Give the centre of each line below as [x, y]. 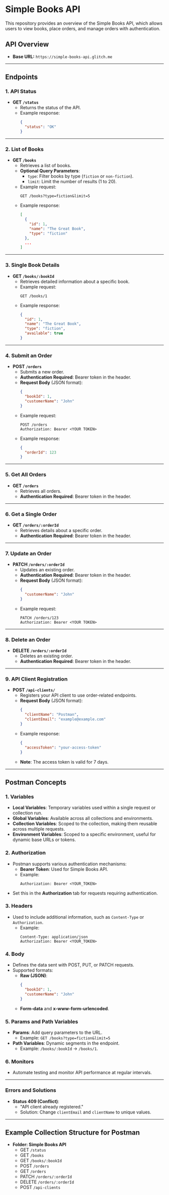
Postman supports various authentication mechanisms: [69, 864]
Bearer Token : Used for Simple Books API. [64, 869]
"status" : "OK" [40, 127]
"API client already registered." [52, 1106]
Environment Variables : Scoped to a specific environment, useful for [84, 835]
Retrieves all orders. [41, 491]
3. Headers [19, 906]
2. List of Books [24, 149]
